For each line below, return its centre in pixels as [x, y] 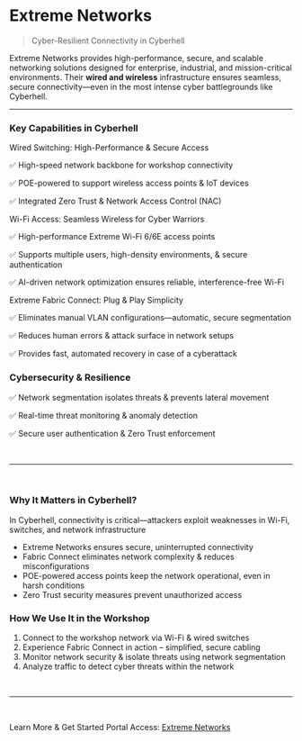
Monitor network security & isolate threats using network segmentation [154, 657]
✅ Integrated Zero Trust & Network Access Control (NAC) [115, 201]
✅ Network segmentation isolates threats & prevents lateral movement [139, 397]
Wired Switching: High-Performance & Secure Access [109, 148]
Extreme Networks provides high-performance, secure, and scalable [136, 58]
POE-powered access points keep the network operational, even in [146, 575]
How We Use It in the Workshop [80, 618]
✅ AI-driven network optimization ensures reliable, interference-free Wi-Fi [147, 282]
